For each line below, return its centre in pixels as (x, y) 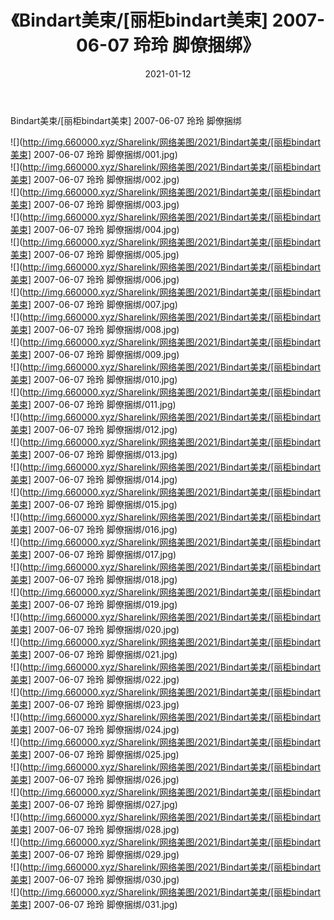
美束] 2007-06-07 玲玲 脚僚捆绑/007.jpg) (94, 304)
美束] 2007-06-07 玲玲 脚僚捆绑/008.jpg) (95, 329)
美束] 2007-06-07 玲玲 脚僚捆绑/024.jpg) (95, 729)
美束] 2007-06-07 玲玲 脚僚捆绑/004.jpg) (95, 229)
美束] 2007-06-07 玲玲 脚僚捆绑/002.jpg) (95, 179)
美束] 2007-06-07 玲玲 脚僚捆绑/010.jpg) (94, 379)
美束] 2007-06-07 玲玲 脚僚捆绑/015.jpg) (94, 504)
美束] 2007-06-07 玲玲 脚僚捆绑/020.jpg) (95, 629)
